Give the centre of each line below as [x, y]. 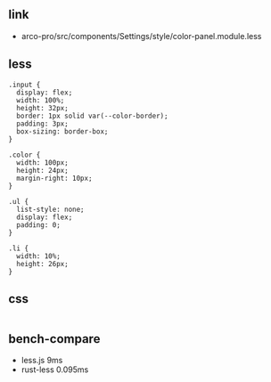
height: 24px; [42, 170]
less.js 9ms [42, 361]
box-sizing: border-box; [62, 131]
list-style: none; [51, 209]
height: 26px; [42, 264]
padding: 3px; [42, 124]
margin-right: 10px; [54, 178]
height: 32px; [42, 108]
